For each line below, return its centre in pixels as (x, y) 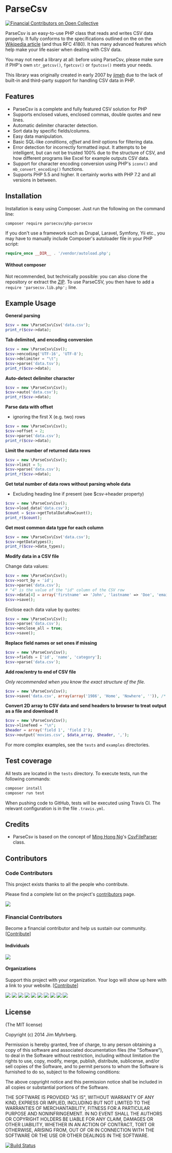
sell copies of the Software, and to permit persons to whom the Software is (84, 1066)
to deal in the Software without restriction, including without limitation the (82, 1055)
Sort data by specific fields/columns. (51, 131)
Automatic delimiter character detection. (55, 125)
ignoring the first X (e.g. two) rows (49, 417)
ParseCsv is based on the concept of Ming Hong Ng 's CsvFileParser (85, 837)
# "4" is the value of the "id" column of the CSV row (65, 590)
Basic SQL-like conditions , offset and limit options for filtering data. (83, 141)
